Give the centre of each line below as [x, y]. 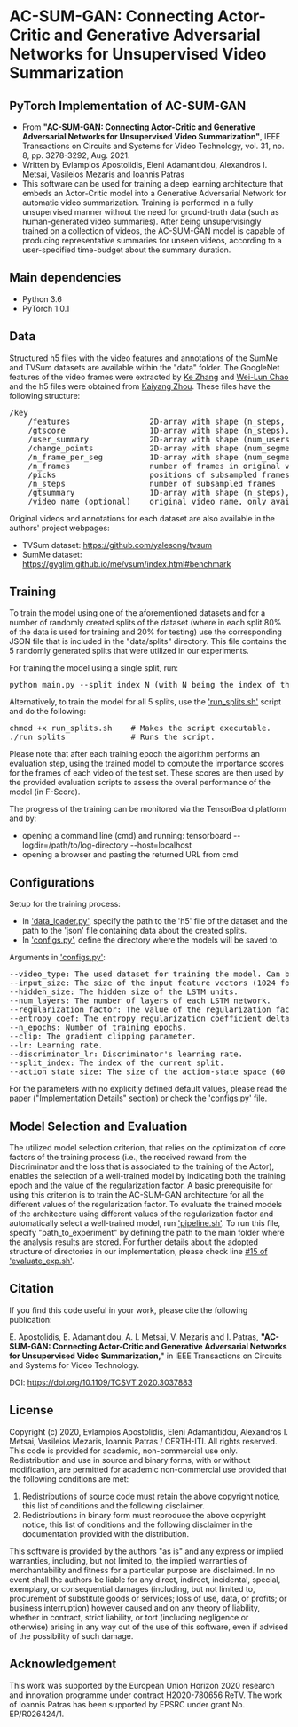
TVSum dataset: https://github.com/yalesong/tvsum [117, 545]
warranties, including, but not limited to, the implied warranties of [128, 1560]
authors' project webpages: [59, 528]
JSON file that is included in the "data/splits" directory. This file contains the [148, 641]
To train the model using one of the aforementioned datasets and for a [137, 613]
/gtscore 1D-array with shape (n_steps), [159, 430]
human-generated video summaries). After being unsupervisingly [141, 221]
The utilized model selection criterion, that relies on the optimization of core [148, 1148]
